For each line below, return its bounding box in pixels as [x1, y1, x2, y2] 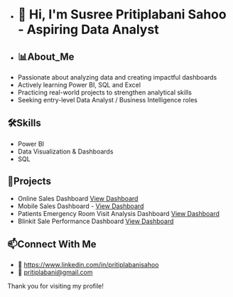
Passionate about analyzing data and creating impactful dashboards [17, 73, 217, 81]
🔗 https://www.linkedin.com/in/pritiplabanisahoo [17, 261, 159, 269]
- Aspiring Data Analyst [17, 21, 159, 38]
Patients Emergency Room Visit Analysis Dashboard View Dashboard [17, 209, 220, 217]
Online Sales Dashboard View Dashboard [17, 194, 139, 202]
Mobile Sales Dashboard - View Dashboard [17, 202, 144, 210]
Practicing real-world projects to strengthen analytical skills [17, 88, 192, 97]
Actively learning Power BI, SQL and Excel [17, 81, 141, 89]
